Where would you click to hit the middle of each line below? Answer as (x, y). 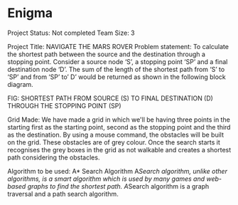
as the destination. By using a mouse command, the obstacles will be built (115, 135)
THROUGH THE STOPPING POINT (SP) (65, 105)
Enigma (30, 13)
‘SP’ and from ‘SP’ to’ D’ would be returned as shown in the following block (117, 77)
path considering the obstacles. (54, 157)
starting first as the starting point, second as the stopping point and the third (119, 127)
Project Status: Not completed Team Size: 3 (71, 33)
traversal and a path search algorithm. (63, 194)
